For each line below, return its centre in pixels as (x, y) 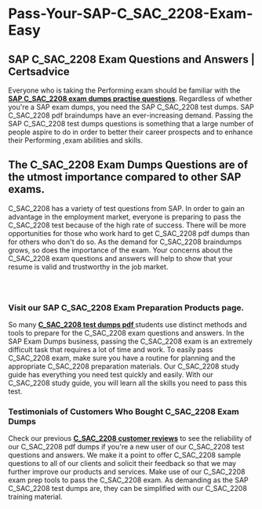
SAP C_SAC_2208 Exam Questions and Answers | (131, 59)
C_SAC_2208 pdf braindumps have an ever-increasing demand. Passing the (131, 115)
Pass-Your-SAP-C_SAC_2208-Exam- (131, 14)
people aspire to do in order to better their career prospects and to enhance (131, 132)
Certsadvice (39, 71)
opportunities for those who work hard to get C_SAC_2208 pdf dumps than (129, 233)
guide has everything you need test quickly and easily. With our (111, 375)
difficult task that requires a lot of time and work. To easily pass (111, 350)
